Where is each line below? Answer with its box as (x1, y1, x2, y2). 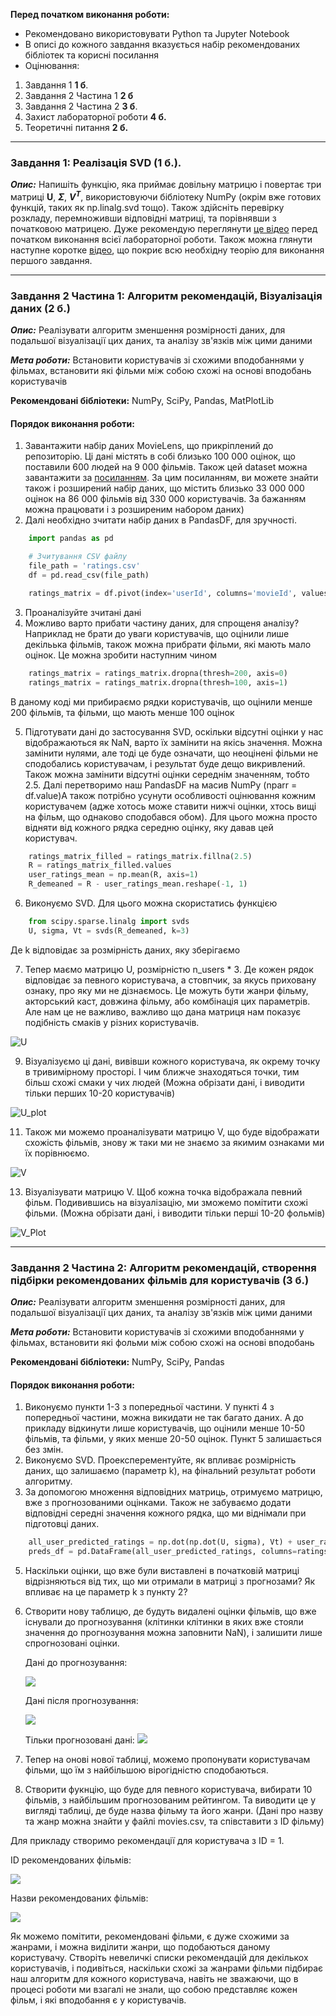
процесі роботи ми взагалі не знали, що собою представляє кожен (10, 1984, 298, 1996)
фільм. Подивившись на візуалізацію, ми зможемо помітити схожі (24, 1196, 308, 1208)
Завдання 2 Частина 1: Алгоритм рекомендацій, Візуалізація (10, 289, 323, 303)
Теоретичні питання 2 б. (24, 122, 129, 133)
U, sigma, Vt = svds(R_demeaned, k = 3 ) (28, 925, 190, 936)
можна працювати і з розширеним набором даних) (24, 504, 245, 516)
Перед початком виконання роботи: (10, 9, 170, 20)
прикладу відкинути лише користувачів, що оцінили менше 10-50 (24, 1422, 306, 1434)
